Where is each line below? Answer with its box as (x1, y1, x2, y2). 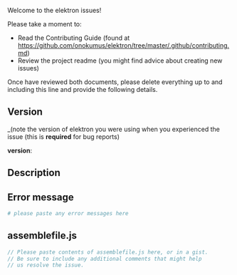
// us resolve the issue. (7, 261, 84, 269)
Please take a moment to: (7, 20, 82, 28)
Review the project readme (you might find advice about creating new (17, 56, 223, 65)
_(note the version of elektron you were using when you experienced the (7, 125, 221, 133)
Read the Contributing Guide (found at (17, 33, 130, 42)
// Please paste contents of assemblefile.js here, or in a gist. (7, 249, 209, 256)
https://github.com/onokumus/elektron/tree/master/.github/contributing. (17, 41, 230, 49)
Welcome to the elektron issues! (7, 6, 102, 14)
